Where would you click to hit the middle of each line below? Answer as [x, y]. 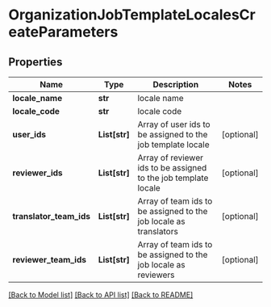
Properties [35, 62]
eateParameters [63, 32]
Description [176, 84]
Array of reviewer [171, 158]
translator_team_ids [52, 216]
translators [158, 231]
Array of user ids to [174, 124]
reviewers [156, 275]
